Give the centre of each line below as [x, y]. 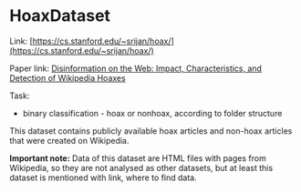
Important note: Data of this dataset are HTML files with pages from [138, 158]
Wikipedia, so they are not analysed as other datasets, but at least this [141, 167]
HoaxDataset [60, 16]
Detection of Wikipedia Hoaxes [67, 77]
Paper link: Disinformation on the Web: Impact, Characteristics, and [136, 68]
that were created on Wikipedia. [69, 140]
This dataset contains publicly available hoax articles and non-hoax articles [151, 131]
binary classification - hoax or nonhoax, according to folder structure [152, 113]
